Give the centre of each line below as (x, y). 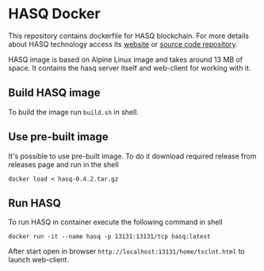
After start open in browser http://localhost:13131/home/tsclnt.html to (126, 251)
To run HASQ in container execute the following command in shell (116, 222)
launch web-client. (39, 260)
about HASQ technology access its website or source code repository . (123, 44)
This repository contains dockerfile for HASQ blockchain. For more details (129, 36)
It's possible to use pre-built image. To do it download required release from (132, 156)
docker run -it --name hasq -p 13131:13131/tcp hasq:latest (110, 237)
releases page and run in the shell (63, 164)
